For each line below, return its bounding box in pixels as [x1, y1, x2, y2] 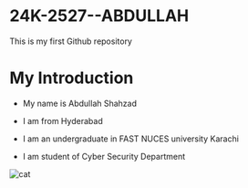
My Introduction [9, 68, 134, 89]
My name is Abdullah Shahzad [22, 98, 138, 109]
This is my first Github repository [9, 36, 132, 47]
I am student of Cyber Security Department [22, 151, 186, 162]
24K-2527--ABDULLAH [9, 5, 190, 26]
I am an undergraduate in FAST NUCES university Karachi [22, 133, 240, 144]
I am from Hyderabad [22, 115, 103, 126]
